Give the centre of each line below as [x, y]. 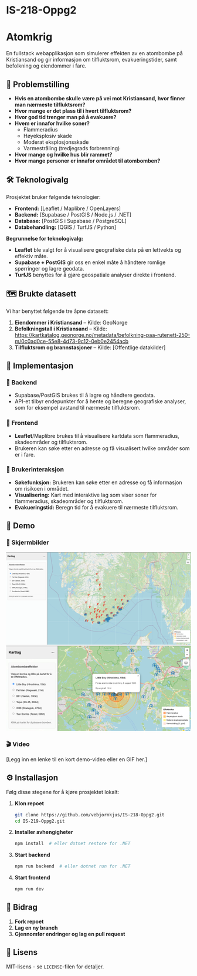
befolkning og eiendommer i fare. [46, 66]
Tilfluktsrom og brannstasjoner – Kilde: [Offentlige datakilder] [90, 347]
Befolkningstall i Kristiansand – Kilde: [61, 329]
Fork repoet [29, 921]
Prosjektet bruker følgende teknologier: [53, 197]
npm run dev [29, 889]
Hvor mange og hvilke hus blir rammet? [63, 154]
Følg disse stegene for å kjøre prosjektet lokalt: [63, 792]
